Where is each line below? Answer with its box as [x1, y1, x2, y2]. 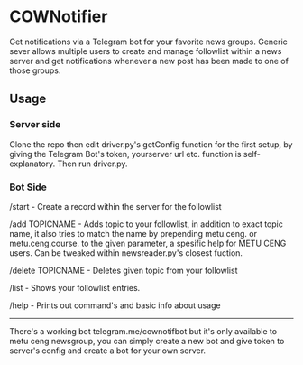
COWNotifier [9, 6, 108, 27]
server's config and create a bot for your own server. [9, 345, 206, 356]
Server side [9, 118, 61, 131]
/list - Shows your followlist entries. [9, 282, 141, 293]
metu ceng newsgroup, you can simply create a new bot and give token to [9, 335, 285, 346]
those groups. [9, 65, 61, 76]
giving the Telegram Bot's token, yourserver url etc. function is [9, 148, 242, 159]
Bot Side [9, 181, 47, 193]
